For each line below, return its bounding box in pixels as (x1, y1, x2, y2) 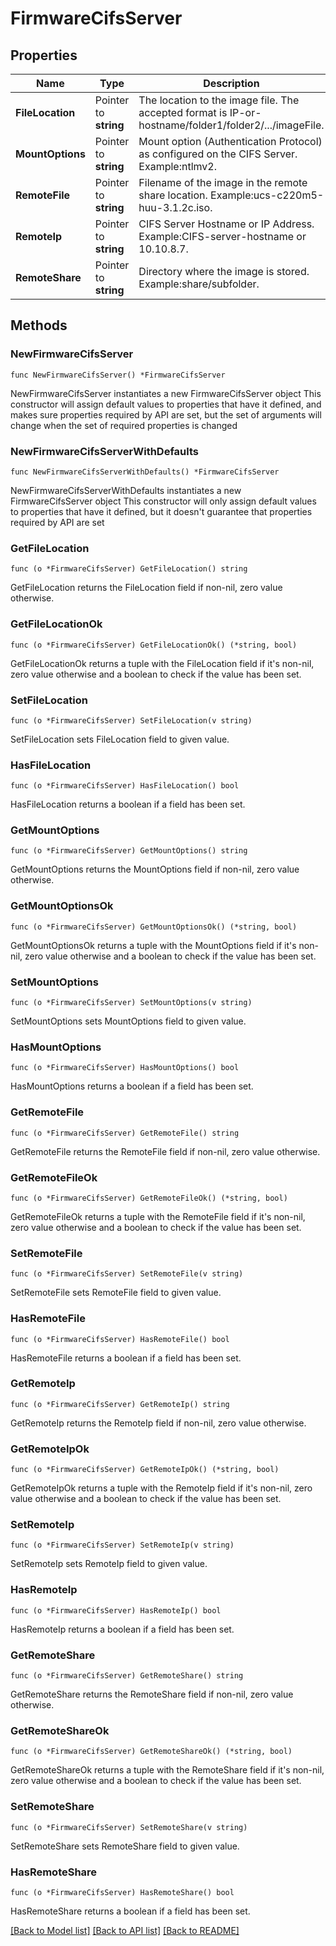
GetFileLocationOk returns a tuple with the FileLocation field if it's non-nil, (10, 657, 315, 669)
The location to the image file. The (138, 93, 300, 107)
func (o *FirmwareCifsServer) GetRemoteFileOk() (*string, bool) (10, 1193, 288, 1203)
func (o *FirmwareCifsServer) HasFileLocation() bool (10, 781, 240, 791)
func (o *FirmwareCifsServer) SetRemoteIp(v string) (10, 1540, 235, 1551)
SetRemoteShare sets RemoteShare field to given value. (10, 1840, 240, 1852)
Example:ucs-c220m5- (210, 188, 325, 202)
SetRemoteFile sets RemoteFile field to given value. (10, 1287, 222, 1299)
